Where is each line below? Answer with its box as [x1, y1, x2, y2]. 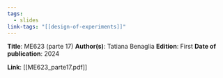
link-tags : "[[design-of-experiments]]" [7, 23, 127, 30]
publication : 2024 [7, 49, 60, 58]
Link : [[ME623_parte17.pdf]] [7, 63, 88, 72]
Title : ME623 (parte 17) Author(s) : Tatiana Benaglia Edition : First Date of [7, 42, 216, 51]
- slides [13, 17, 39, 24]
